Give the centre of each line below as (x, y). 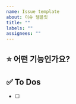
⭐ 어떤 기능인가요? (38, 59)
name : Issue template (33, 12)
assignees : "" (24, 34)
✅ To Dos (23, 82)
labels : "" (20, 28)
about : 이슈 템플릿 (27, 17)
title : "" (18, 22)
